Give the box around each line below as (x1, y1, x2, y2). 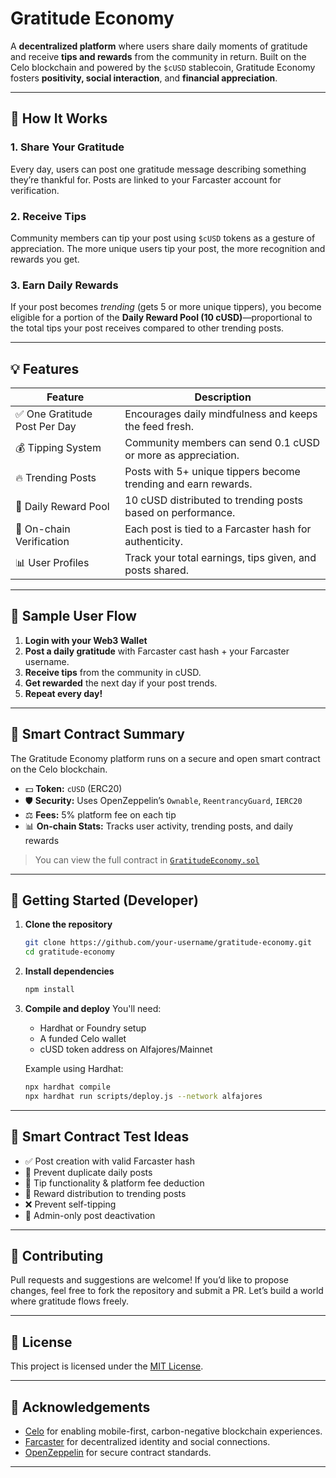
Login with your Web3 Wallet (24, 634, 148, 646)
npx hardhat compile (24, 1082, 111, 1092)
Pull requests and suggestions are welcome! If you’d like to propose (10, 1274, 290, 1286)
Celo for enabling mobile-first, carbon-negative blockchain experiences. (24, 1425, 323, 1437)
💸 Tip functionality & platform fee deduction (24, 1177, 205, 1189)
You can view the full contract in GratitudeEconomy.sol (34, 853, 260, 866)
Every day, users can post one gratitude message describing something (10, 163, 307, 175)
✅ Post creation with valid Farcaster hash (24, 1155, 195, 1167)
